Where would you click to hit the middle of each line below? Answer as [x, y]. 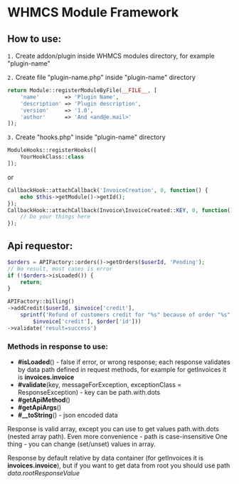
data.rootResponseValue [44, 473]
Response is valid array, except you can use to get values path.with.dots [113, 428]
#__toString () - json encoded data [68, 415]
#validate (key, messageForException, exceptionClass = [100, 384]
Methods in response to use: [58, 346]
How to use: [34, 39]
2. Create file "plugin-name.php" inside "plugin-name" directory [101, 77]
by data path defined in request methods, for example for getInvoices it [122, 369]
